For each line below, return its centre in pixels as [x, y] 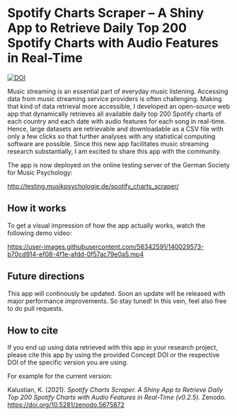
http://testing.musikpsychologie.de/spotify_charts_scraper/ [93, 186]
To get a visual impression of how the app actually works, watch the [106, 225]
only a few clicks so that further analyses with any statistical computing [111, 136]
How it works [37, 209]
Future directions [46, 277]
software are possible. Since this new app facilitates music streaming [108, 143]
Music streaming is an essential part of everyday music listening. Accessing [118, 91]
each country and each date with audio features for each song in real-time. [117, 121]
